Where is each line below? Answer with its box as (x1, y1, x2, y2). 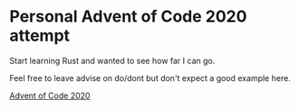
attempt (9, 25, 71, 46)
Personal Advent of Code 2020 (9, 6, 247, 27)
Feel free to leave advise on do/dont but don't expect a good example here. (9, 72, 292, 83)
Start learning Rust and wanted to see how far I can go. (9, 55, 216, 66)
